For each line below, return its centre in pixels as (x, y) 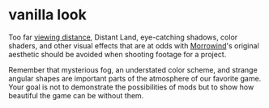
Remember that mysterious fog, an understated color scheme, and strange (133, 69)
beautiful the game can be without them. (76, 95)
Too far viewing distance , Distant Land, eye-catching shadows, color (123, 37)
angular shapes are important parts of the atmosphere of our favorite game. (135, 78)
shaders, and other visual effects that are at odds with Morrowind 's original (134, 45)
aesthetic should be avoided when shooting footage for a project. (117, 54)
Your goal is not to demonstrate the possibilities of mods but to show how (131, 87)
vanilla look (48, 15)
